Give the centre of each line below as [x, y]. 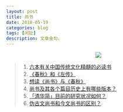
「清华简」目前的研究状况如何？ [68, 96]
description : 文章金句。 [34, 38]
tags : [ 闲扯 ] [21, 33]
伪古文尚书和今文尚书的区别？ [65, 103]
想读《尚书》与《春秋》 [57, 81]
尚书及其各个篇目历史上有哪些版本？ [73, 89]
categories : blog [27, 28]
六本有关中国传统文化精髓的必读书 [70, 67]
